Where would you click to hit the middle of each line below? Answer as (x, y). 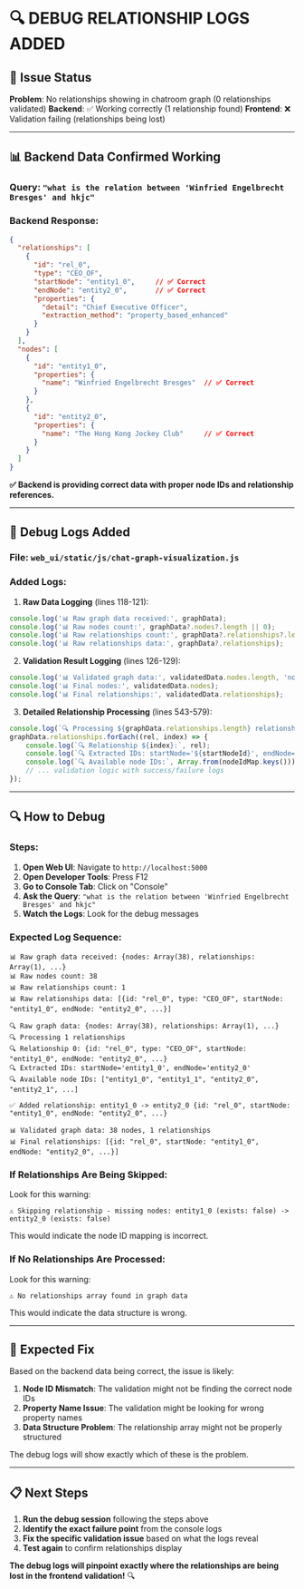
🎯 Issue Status (51, 78)
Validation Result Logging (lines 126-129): (101, 661)
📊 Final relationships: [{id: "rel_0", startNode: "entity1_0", (134, 1141)
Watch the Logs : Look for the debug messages (110, 913)
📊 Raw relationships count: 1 (68, 987)
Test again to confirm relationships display (102, 1548)
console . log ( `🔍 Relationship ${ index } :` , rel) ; (118, 746)
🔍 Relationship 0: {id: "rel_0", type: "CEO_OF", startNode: (128, 1048)
